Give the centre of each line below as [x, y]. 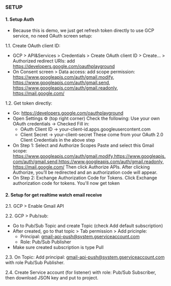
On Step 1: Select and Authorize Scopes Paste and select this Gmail [83, 145]
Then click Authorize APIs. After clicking [108, 167]
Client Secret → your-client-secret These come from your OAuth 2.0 [92, 135]
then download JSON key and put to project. [52, 278]
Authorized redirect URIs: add [44, 61]
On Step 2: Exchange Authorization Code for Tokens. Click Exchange [85, 178]
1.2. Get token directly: [29, 103]
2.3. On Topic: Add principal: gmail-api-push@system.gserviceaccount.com [85, 257]
